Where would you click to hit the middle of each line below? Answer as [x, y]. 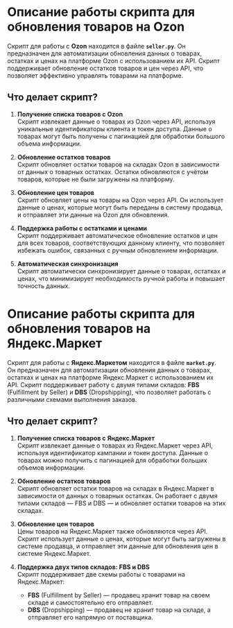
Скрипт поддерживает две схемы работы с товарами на [101, 574]
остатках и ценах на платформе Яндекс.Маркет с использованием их [110, 377]
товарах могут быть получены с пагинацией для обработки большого [121, 136]
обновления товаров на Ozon [96, 27]
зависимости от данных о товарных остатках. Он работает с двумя [117, 495]
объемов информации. [51, 467]
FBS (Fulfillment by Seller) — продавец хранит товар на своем [119, 595]
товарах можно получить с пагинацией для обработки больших [112, 460]
